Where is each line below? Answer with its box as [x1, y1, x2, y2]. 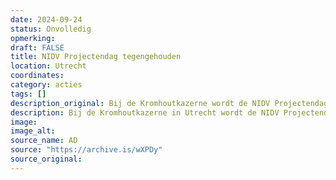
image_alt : [10, 126, 56, 136]
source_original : [10, 154, 83, 164]
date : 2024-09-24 [10, 14, 83, 25]
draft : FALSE [10, 42, 65, 53]
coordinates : [10, 71, 65, 81]
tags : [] [10, 89, 47, 99]
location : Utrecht [10, 61, 87, 71]
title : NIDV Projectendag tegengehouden [10, 52, 182, 62]
